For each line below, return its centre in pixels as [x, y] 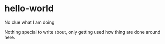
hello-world [29, 9]
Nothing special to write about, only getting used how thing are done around [82, 32]
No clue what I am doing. [30, 22]
